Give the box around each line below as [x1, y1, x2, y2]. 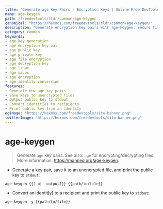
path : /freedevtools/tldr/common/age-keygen [5, 16, 97, 21]
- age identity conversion [5, 79, 60, 84]
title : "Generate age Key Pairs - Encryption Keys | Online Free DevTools [5, 7, 160, 12]
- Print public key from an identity [5, 106, 81, 112]
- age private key [5, 52, 42, 57]
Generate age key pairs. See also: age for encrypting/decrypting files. [16, 152, 155, 158]
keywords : [5, 34, 25, 39]
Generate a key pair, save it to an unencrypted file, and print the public [12, 167, 153, 173]
